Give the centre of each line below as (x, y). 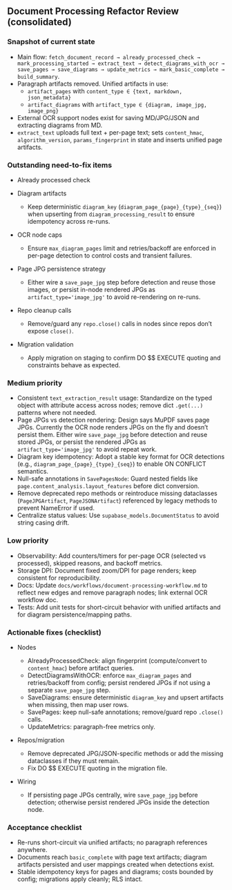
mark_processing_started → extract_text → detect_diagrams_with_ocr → (121, 64)
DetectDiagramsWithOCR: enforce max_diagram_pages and (109, 675)
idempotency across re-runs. (69, 221)
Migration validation (45, 344)
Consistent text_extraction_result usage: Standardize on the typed (115, 398)
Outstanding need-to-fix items (60, 165)
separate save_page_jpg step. (69, 690)
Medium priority (35, 383)
